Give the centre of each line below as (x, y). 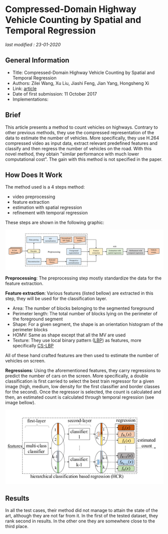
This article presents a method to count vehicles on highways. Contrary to (81, 127)
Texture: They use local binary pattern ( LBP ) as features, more (77, 340)
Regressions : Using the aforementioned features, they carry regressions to (83, 371)
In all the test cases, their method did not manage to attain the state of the (81, 510)
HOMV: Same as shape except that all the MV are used (69, 335)
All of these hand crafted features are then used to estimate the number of (82, 355)
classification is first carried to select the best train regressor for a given (80, 381)
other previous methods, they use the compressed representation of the (80, 132)
